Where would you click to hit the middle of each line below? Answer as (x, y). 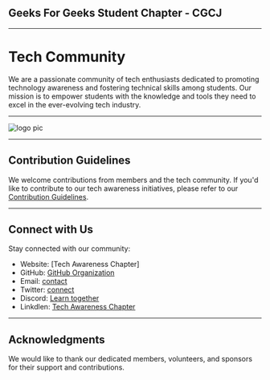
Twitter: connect (47, 290)
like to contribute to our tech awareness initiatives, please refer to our (123, 188)
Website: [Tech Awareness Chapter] (80, 265)
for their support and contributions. (66, 367)
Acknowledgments (57, 340)
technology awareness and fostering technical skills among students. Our (130, 87)
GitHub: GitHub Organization (67, 273)
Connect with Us (51, 229)
